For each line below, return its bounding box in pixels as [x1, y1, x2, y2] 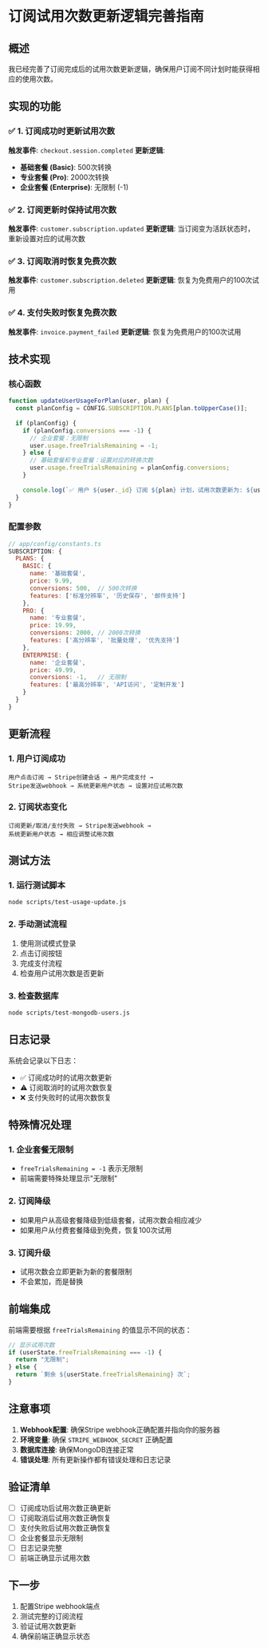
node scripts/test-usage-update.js [8, 899, 127, 907]
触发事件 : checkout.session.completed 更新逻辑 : [8, 145, 166, 155]
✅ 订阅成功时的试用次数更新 [19, 1073, 112, 1082]
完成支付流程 [19, 958, 62, 968]
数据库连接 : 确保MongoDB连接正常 [19, 1444, 134, 1454]
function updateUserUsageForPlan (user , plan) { [8, 397, 170, 405]
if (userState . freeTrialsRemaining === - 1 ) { [8, 1348, 162, 1357]
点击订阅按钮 [19, 948, 62, 958]
